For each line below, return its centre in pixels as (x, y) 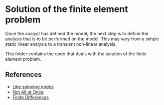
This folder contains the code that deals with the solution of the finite (76, 54)
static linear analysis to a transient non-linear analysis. (61, 44)
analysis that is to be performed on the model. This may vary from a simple (82, 39)
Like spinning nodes (33, 87)
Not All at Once (28, 92)
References (23, 75)
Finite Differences (30, 97)
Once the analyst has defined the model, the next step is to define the (77, 33)
